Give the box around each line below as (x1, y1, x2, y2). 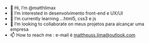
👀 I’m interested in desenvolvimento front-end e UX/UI (10, 10, 123, 16)
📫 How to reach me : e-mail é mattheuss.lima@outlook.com (10, 32, 135, 38)
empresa (10, 26, 29, 32)
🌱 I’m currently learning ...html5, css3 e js (10, 16, 96, 21)
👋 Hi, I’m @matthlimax (10, 5, 56, 11)
